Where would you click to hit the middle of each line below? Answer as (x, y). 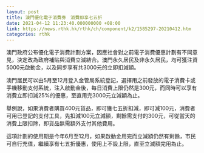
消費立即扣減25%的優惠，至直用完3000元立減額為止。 (75, 96)
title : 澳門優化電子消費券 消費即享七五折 (54, 18)
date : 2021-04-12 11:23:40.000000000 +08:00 (63, 23)
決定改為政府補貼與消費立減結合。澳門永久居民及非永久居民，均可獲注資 (107, 60)
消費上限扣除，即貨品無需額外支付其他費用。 (62, 123)
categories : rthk (28, 34)
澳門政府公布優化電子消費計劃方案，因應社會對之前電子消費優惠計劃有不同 (99, 53)
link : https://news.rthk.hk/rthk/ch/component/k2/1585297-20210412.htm (99, 29)
